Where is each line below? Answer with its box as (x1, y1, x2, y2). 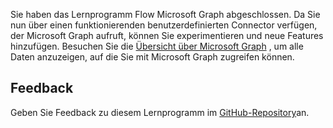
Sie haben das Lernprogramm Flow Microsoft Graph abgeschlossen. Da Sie (10, 9, 321, 20)
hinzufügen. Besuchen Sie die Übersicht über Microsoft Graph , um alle (10, 40, 304, 52)
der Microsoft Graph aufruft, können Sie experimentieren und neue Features (10, 30, 324, 41)
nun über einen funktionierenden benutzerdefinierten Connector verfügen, (10, 19, 318, 31)
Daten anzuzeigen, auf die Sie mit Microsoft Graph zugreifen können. (10, 51, 295, 63)
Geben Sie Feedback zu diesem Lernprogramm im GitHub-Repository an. (10, 106, 310, 118)
